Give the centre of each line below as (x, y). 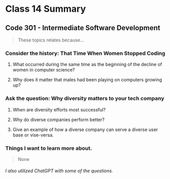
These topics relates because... (51, 40)
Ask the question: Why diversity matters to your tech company (85, 99)
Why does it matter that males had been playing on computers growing (87, 80)
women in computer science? (44, 70)
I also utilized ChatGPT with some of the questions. (59, 171)
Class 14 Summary (46, 9)
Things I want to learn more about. (49, 148)
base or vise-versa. (33, 135)
